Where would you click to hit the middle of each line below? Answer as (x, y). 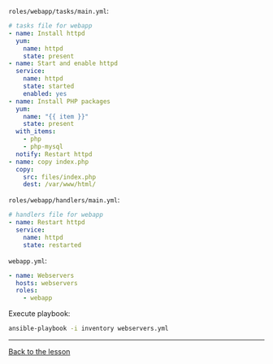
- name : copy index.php (49, 162)
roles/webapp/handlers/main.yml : (64, 200)
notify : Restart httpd (54, 154)
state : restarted (52, 245)
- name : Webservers (41, 275)
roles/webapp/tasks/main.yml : (59, 11)
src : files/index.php (59, 177)
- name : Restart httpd (47, 223)
